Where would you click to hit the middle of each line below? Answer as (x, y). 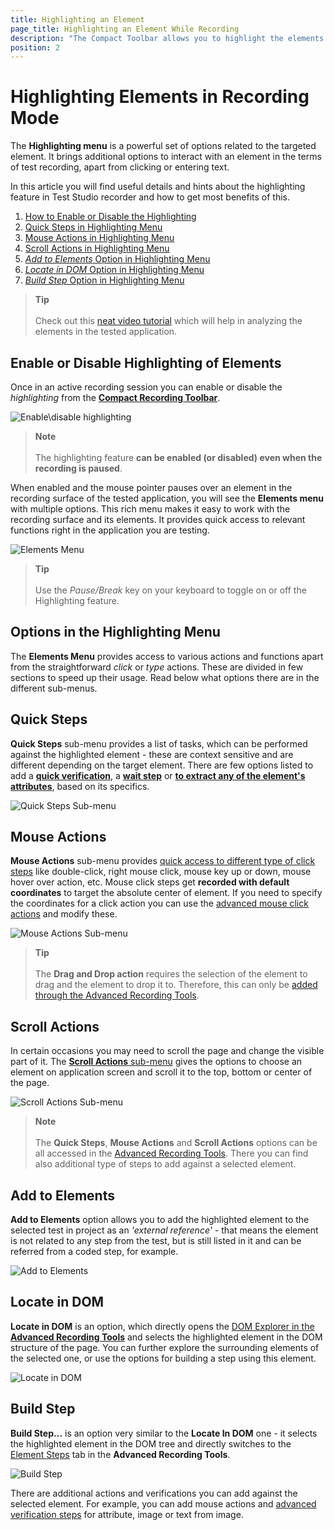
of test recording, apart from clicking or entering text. (120, 167)
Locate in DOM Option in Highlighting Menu (114, 270)
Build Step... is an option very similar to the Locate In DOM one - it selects (164, 1433)
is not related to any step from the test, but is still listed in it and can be (156, 1241)
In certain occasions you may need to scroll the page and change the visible (167, 1051)
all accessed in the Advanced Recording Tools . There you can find (171, 1153)
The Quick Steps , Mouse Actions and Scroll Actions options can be (176, 1143)
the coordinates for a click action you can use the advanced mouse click (159, 903)
